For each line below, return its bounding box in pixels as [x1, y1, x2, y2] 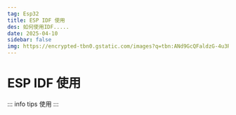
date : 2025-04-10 [7, 29, 58, 37]
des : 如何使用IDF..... [7, 23, 70, 30]
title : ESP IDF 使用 [7, 17, 65, 24]
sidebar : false [7, 36, 52, 43]
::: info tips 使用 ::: [7, 100, 59, 108]
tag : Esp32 [7, 10, 39, 18]
